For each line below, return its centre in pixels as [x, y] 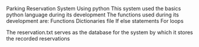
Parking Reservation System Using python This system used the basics [94, 9]
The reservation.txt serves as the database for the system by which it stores [100, 32]
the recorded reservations [38, 38]
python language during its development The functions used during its [93, 15]
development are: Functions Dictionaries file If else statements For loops [95, 21]
